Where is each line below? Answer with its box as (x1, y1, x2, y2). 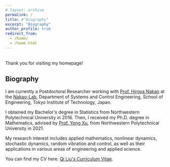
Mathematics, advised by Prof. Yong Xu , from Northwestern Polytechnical (5, 120, 159, 126)
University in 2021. (5, 125, 44, 131)
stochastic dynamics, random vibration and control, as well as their (5, 141, 146, 147)
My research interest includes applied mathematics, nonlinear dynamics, (5, 135, 157, 141)
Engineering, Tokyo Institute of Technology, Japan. (5, 99, 112, 105)
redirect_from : (5, 31, 38, 36)
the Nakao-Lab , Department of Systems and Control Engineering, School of (5, 94, 163, 100)
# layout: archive (5, 7, 44, 13)
